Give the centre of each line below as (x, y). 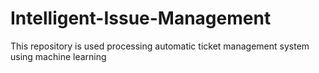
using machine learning (58, 56)
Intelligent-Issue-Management (141, 18)
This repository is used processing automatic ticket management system (160, 46)
